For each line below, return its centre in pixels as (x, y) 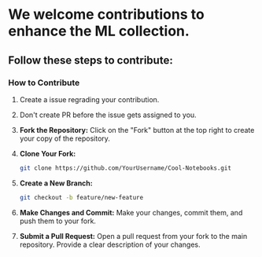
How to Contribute (44, 83)
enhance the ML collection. (99, 31)
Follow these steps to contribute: (90, 60)
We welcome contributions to (106, 15)
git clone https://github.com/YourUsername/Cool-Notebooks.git (125, 168)
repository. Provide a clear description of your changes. (110, 244)
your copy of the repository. (65, 138)
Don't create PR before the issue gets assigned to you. (108, 115)
